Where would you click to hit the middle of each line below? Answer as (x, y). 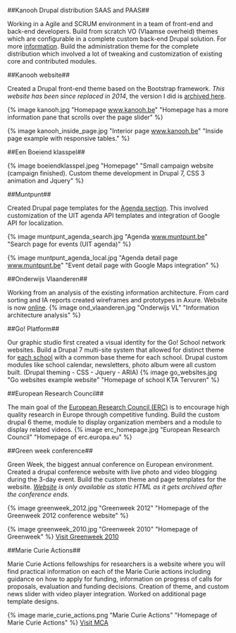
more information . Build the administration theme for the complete (103, 46)
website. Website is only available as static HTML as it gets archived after (115, 487)
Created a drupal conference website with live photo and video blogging (112, 472)
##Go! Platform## (33, 328)
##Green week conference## (50, 451)
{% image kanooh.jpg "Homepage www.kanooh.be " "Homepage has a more (118, 110)
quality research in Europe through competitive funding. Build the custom (113, 414)
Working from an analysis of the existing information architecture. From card (118, 293)
